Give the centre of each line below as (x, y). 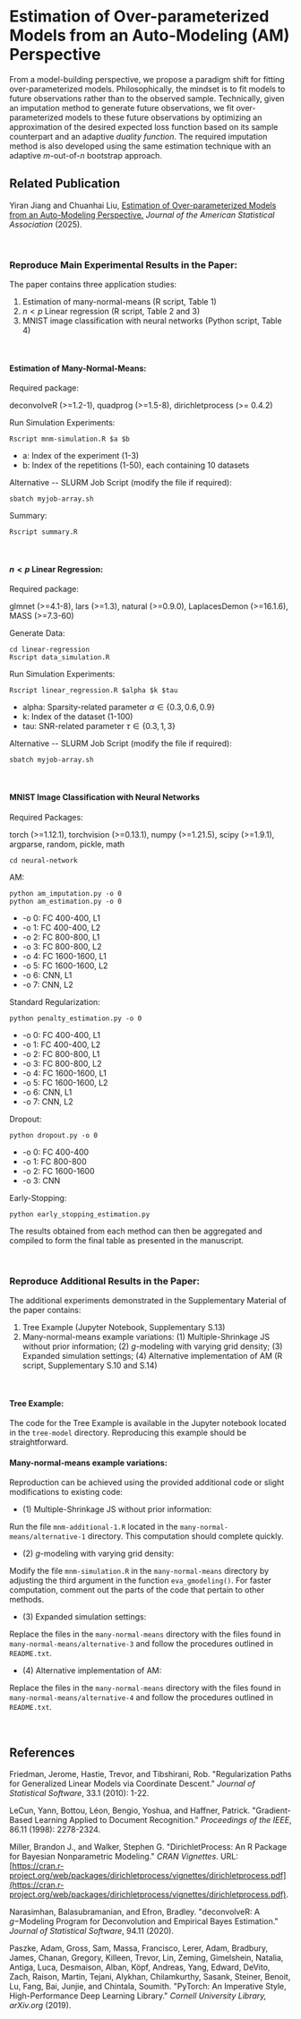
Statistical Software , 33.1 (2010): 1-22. (79, 1793)
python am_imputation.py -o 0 (66, 893)
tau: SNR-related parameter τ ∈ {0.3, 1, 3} (99, 726)
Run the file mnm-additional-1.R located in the (94, 1527)
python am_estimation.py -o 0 (66, 901)
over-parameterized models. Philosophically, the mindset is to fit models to (147, 89)
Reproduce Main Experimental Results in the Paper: (123, 264)
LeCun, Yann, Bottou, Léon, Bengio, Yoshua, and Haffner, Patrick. (130, 1810)
